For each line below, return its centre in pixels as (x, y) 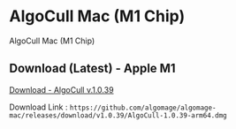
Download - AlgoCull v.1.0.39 (61, 89)
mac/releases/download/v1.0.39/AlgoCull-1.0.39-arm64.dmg (118, 115)
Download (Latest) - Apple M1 (92, 68)
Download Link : (38, 107)
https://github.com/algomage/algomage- (143, 108)
